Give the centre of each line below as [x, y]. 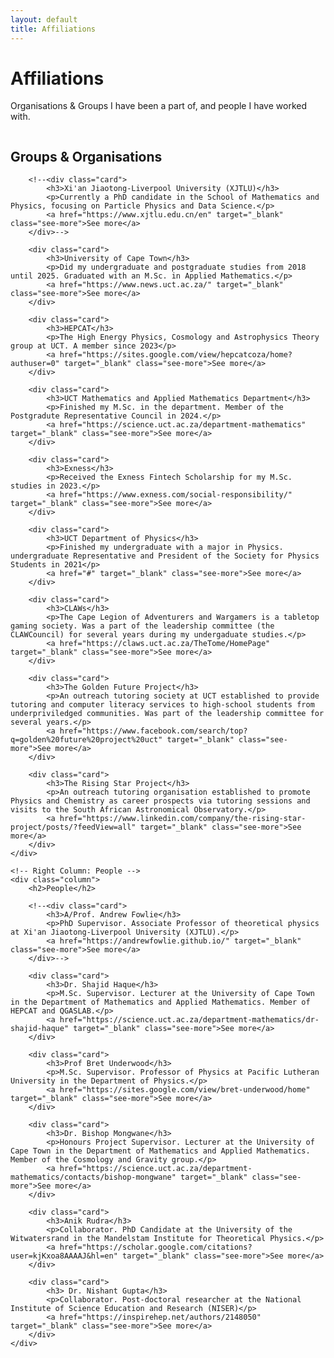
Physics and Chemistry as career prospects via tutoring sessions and [160, 801]
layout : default [44, 19]
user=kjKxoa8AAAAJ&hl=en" [64, 1256]
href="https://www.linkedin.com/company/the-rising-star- [183, 819]
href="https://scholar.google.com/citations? [156, 1247]
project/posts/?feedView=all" [73, 827]
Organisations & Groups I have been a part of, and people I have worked [158, 106]
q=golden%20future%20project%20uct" [86, 740]
